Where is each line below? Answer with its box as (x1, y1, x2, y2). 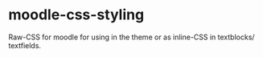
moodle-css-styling (8, 6, 145, 24)
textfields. (8, 40, 42, 50)
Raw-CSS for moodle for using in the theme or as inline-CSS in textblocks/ (8, 32, 255, 42)
